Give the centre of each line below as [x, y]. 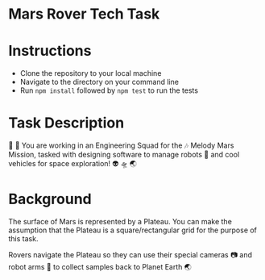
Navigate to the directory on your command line [99, 82]
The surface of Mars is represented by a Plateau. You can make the [120, 221]
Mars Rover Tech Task [84, 14]
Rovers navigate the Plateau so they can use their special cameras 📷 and [130, 255]
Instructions [50, 51]
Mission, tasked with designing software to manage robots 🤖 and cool [124, 155]
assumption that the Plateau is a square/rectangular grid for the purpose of [133, 230]
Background [50, 199]
